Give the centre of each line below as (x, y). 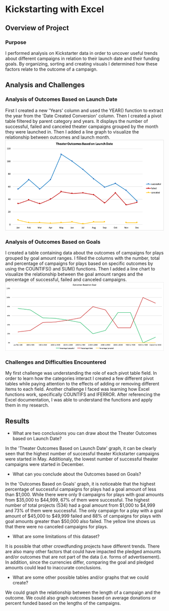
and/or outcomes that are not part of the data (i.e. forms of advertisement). (83, 557)
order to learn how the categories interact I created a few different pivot (79, 378)
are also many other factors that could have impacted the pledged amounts (83, 551)
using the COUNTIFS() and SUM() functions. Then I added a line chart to (80, 269)
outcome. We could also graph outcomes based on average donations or (81, 597)
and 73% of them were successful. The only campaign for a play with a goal (84, 510)
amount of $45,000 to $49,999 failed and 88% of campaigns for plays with (83, 516)
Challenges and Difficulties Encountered (56, 362)
